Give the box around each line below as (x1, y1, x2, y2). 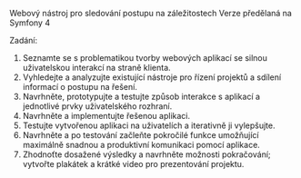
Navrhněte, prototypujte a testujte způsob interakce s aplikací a (22, 91, 261, 102)
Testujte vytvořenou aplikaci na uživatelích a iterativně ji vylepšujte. (22, 120, 276, 131)
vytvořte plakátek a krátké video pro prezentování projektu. (22, 159, 245, 169)
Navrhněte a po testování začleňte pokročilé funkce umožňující (22, 130, 259, 140)
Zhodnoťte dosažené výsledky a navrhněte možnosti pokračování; (22, 149, 271, 160)
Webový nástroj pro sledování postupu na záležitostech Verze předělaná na (9, 8, 293, 18)
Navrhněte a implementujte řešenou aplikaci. (22, 111, 191, 121)
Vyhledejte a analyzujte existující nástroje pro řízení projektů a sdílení (22, 72, 282, 83)
